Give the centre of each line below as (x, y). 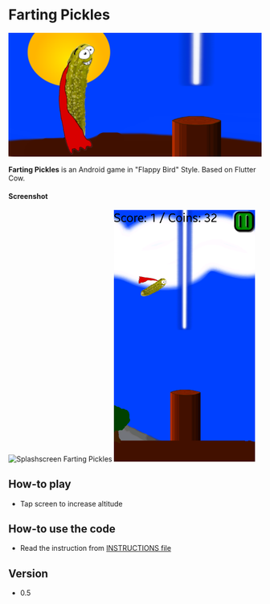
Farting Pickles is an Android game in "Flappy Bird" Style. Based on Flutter (132, 169)
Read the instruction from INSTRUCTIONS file (95, 548)
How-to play (40, 484)
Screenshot (28, 197)
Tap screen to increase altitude (71, 503)
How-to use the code (62, 529)
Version (28, 573)
